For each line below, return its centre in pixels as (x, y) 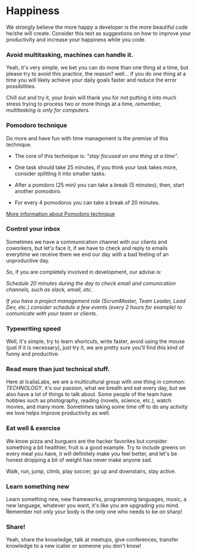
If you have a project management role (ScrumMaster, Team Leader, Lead (96, 301)
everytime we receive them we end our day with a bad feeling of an (87, 254)
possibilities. (21, 86)
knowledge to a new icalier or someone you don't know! (74, 546)
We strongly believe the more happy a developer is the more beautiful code (97, 27)
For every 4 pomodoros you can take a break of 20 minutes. (87, 202)
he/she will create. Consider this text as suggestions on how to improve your (98, 33)
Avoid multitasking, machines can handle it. (70, 55)
